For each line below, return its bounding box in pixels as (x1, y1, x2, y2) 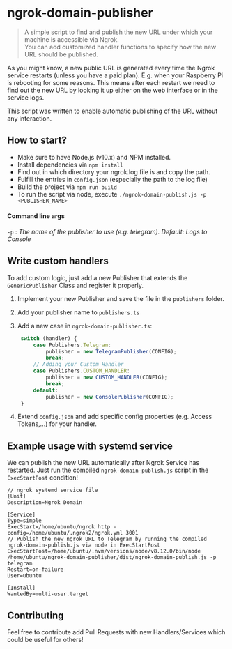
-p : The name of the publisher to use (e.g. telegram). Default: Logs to (7, 227, 208, 236)
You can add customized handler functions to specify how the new (24, 43, 217, 51)
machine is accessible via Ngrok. (24, 35, 120, 43)
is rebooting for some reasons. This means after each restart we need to (7, 78, 215, 86)
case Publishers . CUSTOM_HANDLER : (33, 367, 130, 374)
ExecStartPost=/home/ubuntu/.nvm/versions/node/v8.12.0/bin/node (7, 548, 201, 555)
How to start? (7, 135, 68, 146)
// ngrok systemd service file (7, 487, 98, 494)
